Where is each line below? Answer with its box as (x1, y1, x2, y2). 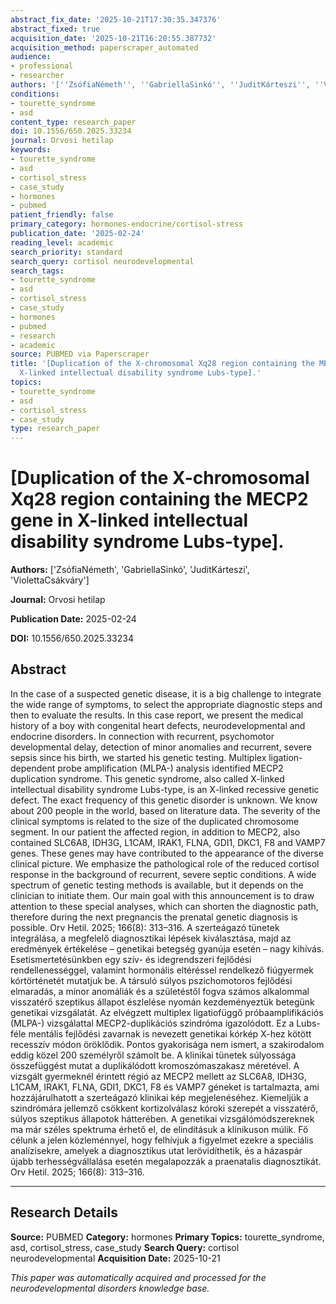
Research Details (10, 1204, 118, 1221)
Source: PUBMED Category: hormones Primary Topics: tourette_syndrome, (10, 1231, 325, 1243)
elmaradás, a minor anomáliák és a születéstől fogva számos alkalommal (10, 985, 310, 997)
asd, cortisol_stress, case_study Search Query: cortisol (10, 1241, 240, 1253)
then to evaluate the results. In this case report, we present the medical (10, 709, 304, 721)
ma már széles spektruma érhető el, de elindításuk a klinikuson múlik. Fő (10, 1123, 309, 1135)
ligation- (268, 751, 303, 763)
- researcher (10, 71, 65, 81)
